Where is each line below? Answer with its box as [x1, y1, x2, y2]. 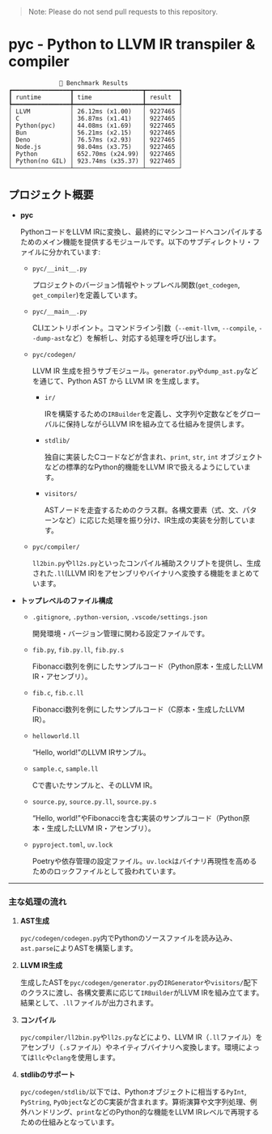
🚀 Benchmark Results [59, 79, 129, 87]
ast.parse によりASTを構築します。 [19, 943, 138, 953]
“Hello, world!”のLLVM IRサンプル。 [32, 747, 151, 757]
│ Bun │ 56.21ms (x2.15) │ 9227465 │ [8, 129, 183, 137]
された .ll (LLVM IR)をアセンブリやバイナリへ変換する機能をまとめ [32, 568, 253, 578]
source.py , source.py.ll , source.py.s [32, 796, 157, 806]
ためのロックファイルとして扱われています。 [32, 866, 181, 876]
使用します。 [77, 1052, 120, 1063]
